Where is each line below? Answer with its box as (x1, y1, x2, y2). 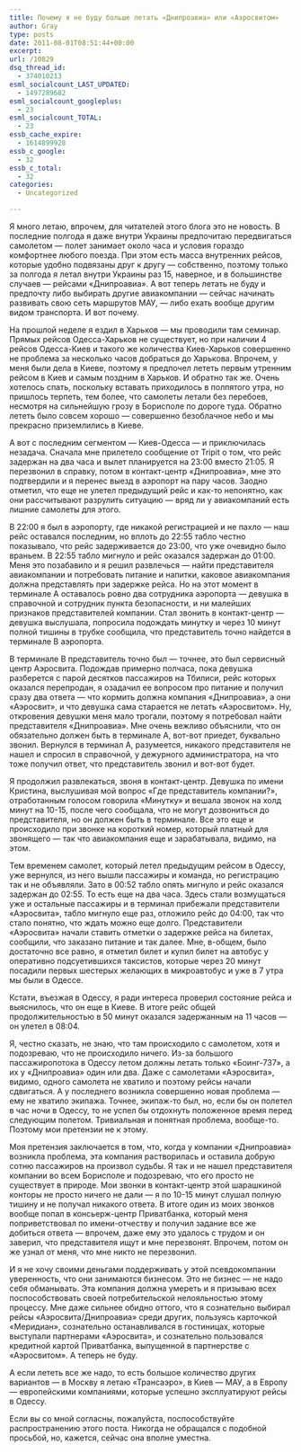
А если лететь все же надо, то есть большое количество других (9, 1368, 257, 1377)
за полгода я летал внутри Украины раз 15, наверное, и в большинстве (9, 269, 283, 279)
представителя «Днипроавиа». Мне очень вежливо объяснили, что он (9, 721, 281, 730)
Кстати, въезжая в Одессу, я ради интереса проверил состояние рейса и (9, 992, 292, 1003)
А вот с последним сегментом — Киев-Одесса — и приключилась (9, 438, 266, 447)
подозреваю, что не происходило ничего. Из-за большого (9, 1048, 234, 1058)
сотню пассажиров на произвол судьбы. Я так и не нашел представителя (9, 1161, 293, 1171)
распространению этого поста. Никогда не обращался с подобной (9, 1423, 267, 1433)
